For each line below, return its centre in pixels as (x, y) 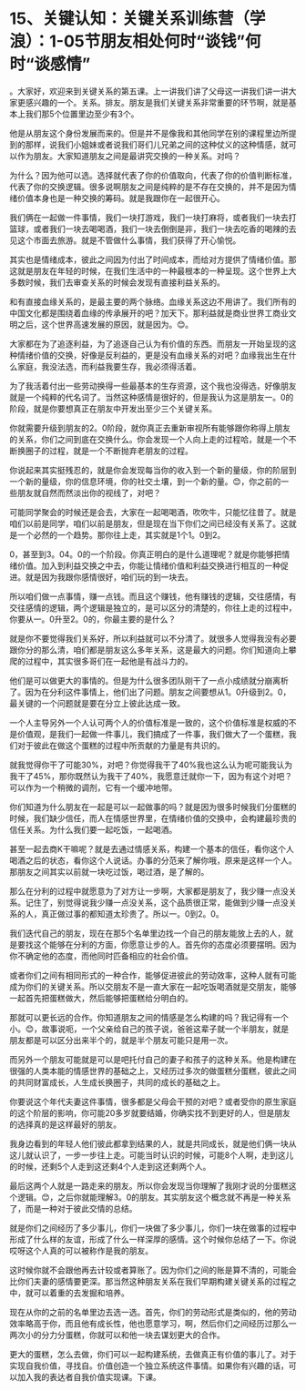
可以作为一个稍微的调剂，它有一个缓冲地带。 (93, 787)
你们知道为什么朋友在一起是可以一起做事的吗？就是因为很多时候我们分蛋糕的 (153, 807)
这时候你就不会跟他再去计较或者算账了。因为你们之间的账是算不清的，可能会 (153, 1270)
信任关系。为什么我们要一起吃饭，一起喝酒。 (93, 829)
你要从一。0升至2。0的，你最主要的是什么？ (93, 619)
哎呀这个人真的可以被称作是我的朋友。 (81, 1250)
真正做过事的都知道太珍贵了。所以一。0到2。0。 (133, 914)
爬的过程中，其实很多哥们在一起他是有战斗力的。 (101, 661)
